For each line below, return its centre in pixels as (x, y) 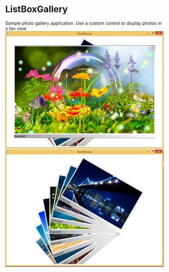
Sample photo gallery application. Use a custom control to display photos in (83, 23)
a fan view (16, 28)
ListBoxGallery (36, 9)
